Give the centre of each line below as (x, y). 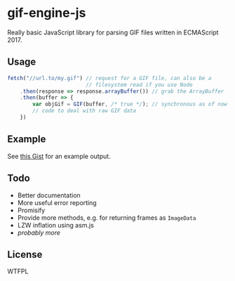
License (25, 254)
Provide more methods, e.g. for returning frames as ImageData (107, 217)
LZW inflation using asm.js (56, 225)
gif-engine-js (47, 13)
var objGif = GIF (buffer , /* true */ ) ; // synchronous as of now (130, 104)
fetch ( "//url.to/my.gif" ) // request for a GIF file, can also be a (109, 78)
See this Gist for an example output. (59, 156)
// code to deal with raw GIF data (85, 111)
